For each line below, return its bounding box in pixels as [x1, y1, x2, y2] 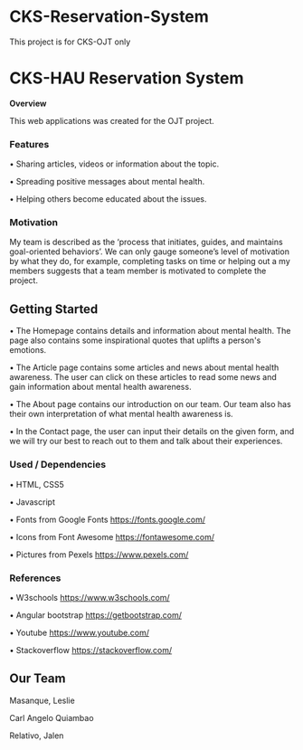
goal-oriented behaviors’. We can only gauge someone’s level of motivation [9, 246, 289, 257]
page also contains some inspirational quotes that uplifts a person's [9, 335, 261, 346]
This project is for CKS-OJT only [9, 36, 131, 47]
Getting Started [9, 301, 99, 317]
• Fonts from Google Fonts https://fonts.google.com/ [9, 514, 206, 525]
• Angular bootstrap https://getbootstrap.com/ [9, 609, 183, 621]
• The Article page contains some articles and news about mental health [9, 362, 279, 373]
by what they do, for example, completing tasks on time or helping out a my [9, 256, 291, 267]
